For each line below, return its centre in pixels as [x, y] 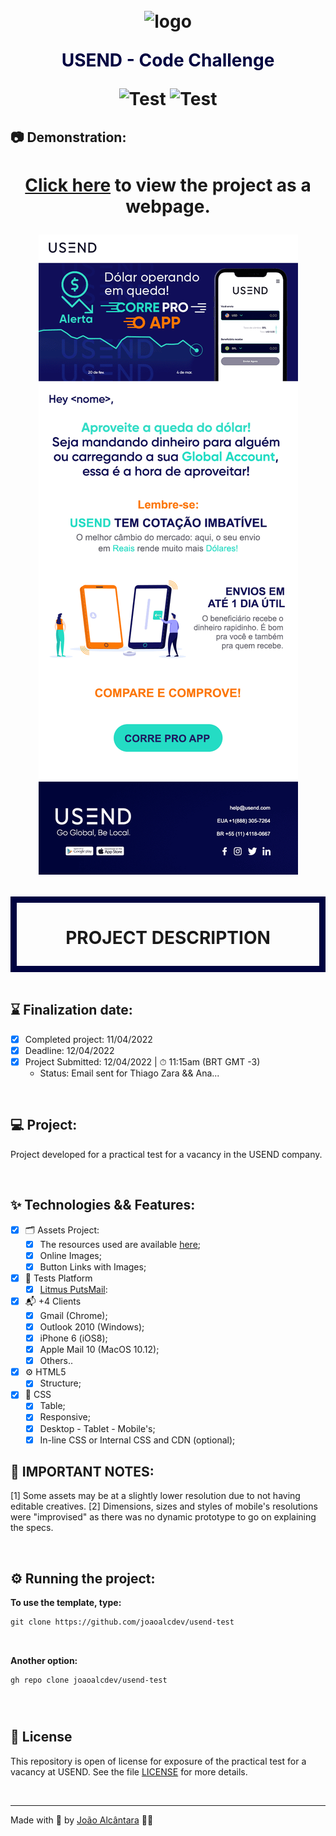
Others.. [56, 1361]
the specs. [32, 1528]
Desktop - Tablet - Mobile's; [97, 1428]
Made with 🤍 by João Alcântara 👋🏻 [82, 1820]
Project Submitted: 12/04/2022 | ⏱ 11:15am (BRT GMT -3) [142, 1061]
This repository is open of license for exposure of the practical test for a [158, 1761]
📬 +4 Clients [53, 1301]
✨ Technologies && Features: [103, 1205]
